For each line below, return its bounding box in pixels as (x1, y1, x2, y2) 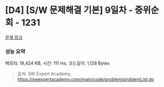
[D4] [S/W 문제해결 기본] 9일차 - (5, 4, 133, 16)
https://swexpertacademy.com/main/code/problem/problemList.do (17, 77, 155, 83)
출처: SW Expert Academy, (17, 71, 72, 77)
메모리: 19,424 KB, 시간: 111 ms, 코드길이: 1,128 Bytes (5, 60, 110, 66)
